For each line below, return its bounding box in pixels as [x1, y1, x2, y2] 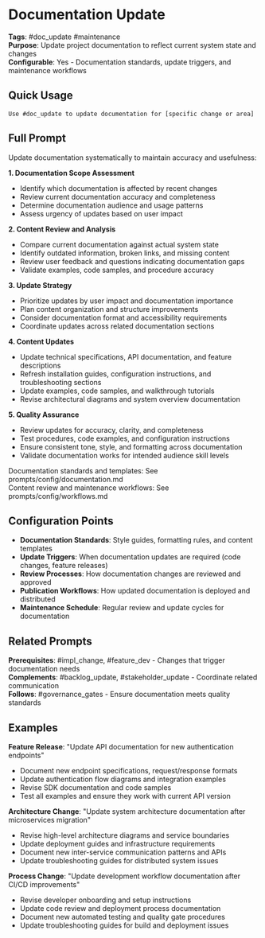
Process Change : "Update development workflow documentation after [8, 871, 241, 881]
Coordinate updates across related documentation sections [19, 321, 215, 331]
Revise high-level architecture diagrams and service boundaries [19, 831, 230, 840]
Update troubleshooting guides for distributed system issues [19, 856, 219, 865]
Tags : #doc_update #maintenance [8, 32, 121, 41]
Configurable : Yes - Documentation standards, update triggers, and [8, 57, 232, 67]
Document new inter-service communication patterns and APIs [19, 847, 227, 857]
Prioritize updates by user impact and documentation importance [19, 296, 234, 306]
